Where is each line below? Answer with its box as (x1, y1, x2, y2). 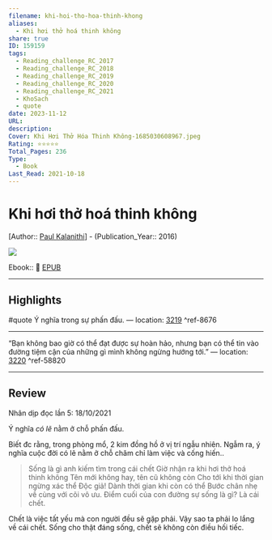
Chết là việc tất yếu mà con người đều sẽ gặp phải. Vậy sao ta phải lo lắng (8, 513, 255, 523)
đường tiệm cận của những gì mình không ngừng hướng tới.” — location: (8, 347, 249, 356)
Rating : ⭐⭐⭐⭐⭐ (8, 139, 59, 148)
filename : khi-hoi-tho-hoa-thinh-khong (8, 11, 143, 20)
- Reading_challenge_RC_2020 (15, 79, 114, 87)
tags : (8, 49, 27, 57)
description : (8, 125, 53, 133)
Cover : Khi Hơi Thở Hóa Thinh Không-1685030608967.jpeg (8, 132, 201, 140)
